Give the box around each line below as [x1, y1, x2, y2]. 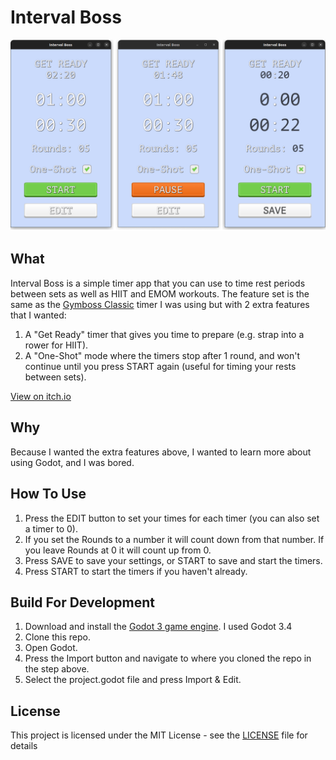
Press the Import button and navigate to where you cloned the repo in [24, 652, 312, 665]
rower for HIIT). [24, 339, 89, 351]
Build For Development [10, 594, 155, 611]
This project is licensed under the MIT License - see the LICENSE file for [10, 729, 308, 741]
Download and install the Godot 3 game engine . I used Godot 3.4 [24, 621, 293, 633]
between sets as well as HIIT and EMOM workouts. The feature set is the [10, 287, 310, 300]
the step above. [24, 663, 90, 675]
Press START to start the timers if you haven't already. [24, 565, 248, 577]
